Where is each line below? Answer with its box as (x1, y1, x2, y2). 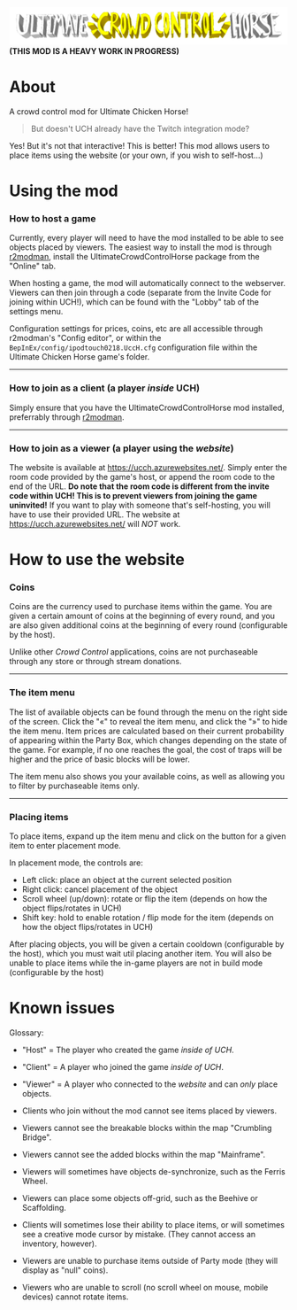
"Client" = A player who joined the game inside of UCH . (21, 1061, 224, 1072)
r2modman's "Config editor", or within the (9, 333, 162, 344)
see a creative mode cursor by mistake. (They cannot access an (21, 1229, 256, 1239)
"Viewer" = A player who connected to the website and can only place (21, 1079, 278, 1089)
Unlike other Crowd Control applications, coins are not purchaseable (9, 647, 259, 657)
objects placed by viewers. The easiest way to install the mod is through (9, 242, 272, 252)
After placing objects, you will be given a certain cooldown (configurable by (9, 939, 285, 950)
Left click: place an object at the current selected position (21, 875, 232, 886)
